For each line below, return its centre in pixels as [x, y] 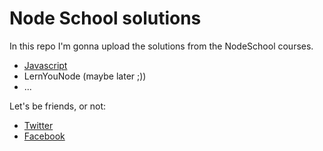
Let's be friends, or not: [58, 106]
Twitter [38, 125]
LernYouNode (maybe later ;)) [85, 76]
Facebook [44, 136]
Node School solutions [105, 18]
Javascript [45, 65]
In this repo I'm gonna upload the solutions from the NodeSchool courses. [161, 46]
